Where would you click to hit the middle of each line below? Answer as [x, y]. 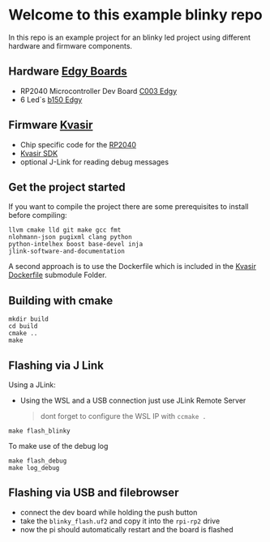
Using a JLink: [32, 385]
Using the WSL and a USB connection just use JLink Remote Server [133, 400]
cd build [23, 326]
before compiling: [38, 216]
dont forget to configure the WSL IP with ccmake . [123, 416]
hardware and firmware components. [70, 45]
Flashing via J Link [56, 365]
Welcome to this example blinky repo [135, 15]
